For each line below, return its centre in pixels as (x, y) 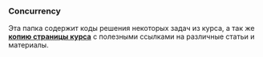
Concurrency (35, 11)
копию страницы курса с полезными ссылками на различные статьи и (131, 36)
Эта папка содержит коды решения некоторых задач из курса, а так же (131, 28)
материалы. (29, 45)
